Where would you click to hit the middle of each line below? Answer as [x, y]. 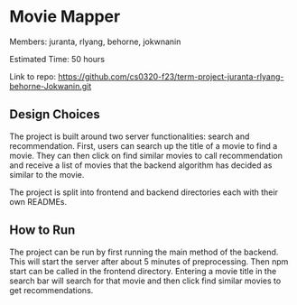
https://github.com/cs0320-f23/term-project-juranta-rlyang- [171, 76]
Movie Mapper [65, 17]
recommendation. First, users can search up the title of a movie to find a [144, 145]
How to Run [42, 231]
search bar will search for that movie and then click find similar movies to [145, 281]
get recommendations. [51, 290]
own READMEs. [38, 201]
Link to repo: [33, 76]
